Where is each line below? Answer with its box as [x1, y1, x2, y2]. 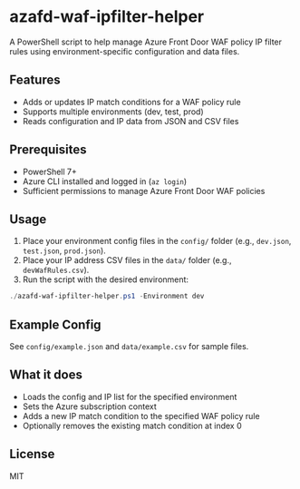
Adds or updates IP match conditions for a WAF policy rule [22, 96, 242, 107]
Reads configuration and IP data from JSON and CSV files [22, 115, 239, 126]
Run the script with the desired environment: [22, 274, 189, 285]
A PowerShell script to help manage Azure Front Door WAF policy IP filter [9, 36, 283, 47]
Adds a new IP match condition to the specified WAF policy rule [22, 410, 260, 421]
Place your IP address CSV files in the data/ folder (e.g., [22, 255, 232, 266]
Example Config [9, 317, 102, 332]
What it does [9, 367, 83, 383]
